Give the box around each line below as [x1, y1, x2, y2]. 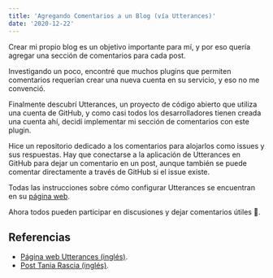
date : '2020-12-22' [8, 20, 75, 28]
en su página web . [8, 191, 71, 201]
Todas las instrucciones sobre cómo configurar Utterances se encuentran [8, 182, 256, 192]
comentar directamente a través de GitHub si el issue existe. [8, 167, 210, 176]
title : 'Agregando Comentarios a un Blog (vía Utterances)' [8, 11, 217, 20]
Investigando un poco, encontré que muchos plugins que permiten [8, 66, 232, 76]
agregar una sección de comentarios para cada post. [8, 50, 186, 60]
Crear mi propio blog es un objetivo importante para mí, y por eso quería [8, 41, 251, 51]
